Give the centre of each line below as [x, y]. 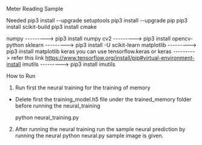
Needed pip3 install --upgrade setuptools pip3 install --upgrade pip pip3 [97, 20]
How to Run [21, 76]
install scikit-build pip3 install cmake [52, 27]
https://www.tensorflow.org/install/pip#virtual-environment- [120, 58]
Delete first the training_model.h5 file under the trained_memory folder [103, 99]
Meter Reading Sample [35, 9]
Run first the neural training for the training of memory [82, 88]
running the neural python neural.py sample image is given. [89, 136]
